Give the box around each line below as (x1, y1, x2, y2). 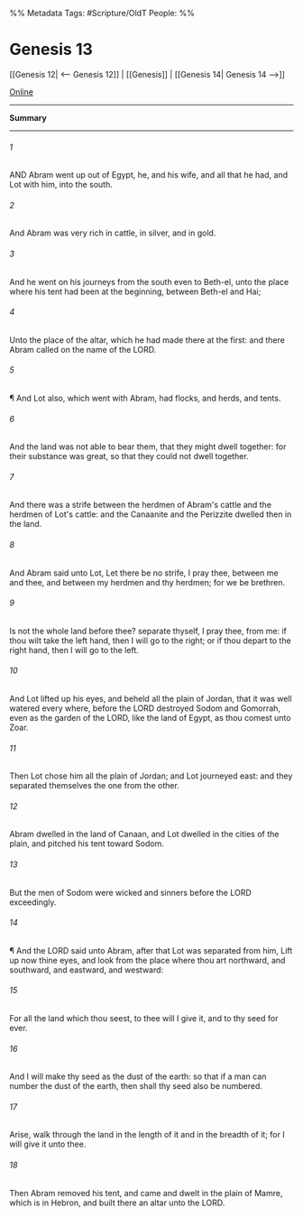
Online (9, 86, 34, 97)
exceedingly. (9, 897, 57, 908)
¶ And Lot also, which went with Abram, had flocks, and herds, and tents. (9, 392, 281, 403)
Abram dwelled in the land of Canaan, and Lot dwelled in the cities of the (9, 829, 280, 840)
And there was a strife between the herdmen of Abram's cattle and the (9, 500, 272, 511)
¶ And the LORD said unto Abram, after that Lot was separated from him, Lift (9, 945, 293, 955)
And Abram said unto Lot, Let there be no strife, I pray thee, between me (9, 567, 279, 578)
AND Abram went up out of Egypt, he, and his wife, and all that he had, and (9, 170, 289, 180)
